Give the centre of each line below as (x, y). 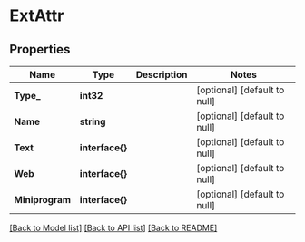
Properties (40, 49)
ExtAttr (37, 16)
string (93, 121)
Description (162, 75)
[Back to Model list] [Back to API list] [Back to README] (113, 228)
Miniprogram (42, 200)
